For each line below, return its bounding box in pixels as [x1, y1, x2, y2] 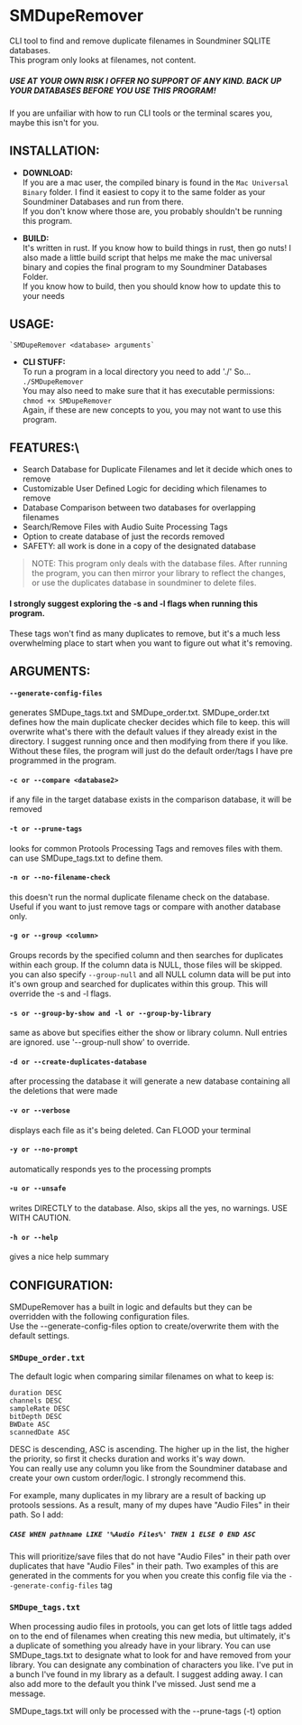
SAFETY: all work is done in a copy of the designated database [22, 541, 257, 552]
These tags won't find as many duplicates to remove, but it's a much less [9, 628, 281, 639]
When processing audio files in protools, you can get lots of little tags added [9, 1620, 293, 1631]
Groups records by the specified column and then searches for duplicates [9, 949, 284, 960]
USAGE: [9, 317, 55, 332]
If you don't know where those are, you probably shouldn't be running [22, 205, 283, 217]
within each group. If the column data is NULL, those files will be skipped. [9, 959, 283, 970]
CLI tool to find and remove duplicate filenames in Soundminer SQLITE [9, 35, 271, 46]
